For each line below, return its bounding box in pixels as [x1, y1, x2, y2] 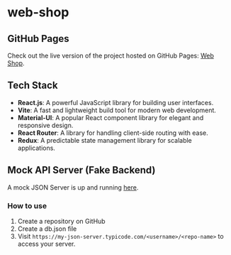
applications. [17, 143, 55, 152]
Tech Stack [7, 80, 58, 92]
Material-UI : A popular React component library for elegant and [17, 113, 204, 121]
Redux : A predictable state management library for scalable [17, 136, 193, 144]
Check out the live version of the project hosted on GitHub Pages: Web [7, 51, 214, 60]
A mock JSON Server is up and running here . [7, 183, 139, 192]
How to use [7, 200, 47, 210]
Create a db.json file [17, 224, 77, 233]
